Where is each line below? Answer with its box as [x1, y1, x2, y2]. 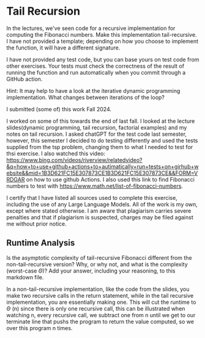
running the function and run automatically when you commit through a [6, 68, 186, 76]
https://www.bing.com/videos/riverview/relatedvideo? [6, 156, 143, 163]
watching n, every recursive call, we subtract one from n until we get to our [6, 311, 196, 318]
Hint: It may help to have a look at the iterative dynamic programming [6, 87, 181, 94]
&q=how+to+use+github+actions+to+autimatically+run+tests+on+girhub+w [6, 163, 199, 170]
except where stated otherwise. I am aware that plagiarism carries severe [6, 207, 192, 215]
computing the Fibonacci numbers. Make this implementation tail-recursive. [6, 31, 197, 38]
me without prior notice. [6, 220, 67, 227]
